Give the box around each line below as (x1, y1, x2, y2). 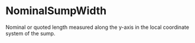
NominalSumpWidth (5, 4, 107, 18)
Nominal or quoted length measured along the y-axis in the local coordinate (5, 24, 190, 31)
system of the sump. (5, 29, 56, 37)
